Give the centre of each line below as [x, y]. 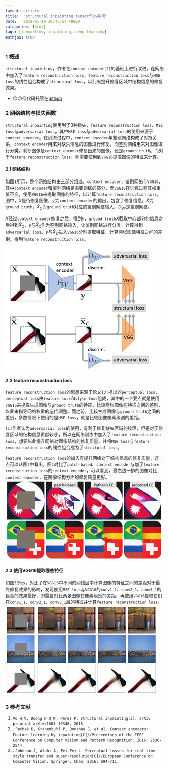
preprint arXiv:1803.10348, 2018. [49, 724]
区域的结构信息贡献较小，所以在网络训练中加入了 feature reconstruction [85, 435]
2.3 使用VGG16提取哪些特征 [34, 570]
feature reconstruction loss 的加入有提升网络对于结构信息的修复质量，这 [82, 458]
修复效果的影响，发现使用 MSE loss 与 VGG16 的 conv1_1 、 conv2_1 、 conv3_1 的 [86, 589]
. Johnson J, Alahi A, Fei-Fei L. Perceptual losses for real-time [84, 750]
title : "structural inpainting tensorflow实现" [57, 16]
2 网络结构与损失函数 [31, 113]
